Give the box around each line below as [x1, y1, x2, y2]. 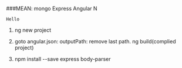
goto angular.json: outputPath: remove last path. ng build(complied [14, 38, 176, 45]
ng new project [14, 26, 52, 33]
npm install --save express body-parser [14, 56, 111, 62]
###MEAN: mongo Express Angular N [6, 5, 98, 12]
